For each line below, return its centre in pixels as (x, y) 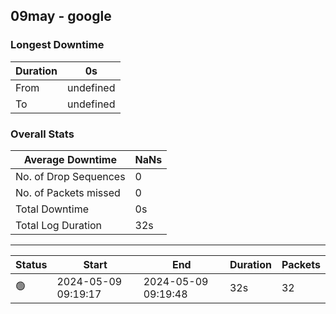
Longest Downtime (57, 45)
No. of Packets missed (68, 192)
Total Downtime (52, 209)
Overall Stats (42, 134)
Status (31, 264)
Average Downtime (70, 159)
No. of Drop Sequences (70, 176)
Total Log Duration (59, 225)
